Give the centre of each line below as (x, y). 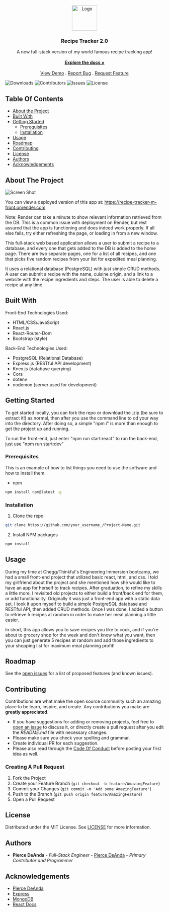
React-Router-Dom (32, 333)
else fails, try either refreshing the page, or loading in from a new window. (82, 233)
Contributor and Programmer (43, 861)
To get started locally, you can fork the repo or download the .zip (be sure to (84, 412)
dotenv (20, 379)
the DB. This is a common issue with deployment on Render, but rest (76, 222)
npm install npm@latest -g (33, 492)
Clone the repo (28, 516)
